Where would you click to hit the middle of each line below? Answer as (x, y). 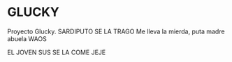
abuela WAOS (27, 38)
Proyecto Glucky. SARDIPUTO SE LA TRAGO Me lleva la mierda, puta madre (116, 31)
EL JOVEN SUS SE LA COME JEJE (57, 52)
